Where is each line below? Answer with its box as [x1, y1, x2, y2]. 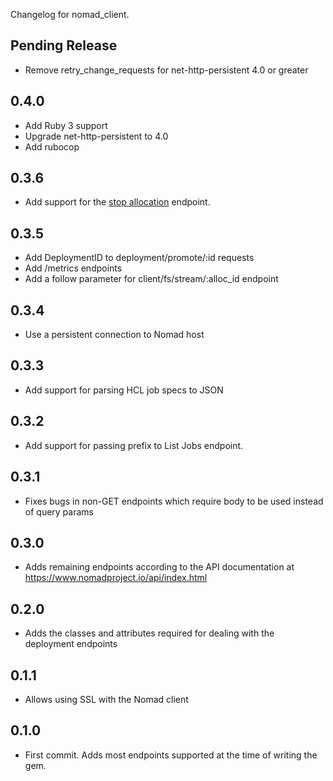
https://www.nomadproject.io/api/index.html [24, 572, 208, 584]
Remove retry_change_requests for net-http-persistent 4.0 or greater [24, 64, 309, 76]
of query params [24, 505, 94, 518]
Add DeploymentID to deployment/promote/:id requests [24, 252, 255, 264]
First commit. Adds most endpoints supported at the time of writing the [24, 749, 318, 761]
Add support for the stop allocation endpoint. [24, 196, 211, 208]
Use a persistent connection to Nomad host [24, 329, 205, 341]
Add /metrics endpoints [24, 262, 123, 274]
